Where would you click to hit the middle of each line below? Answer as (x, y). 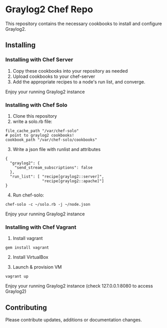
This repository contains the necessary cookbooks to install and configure (84, 24)
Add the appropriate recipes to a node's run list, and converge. (79, 82)
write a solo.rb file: (33, 121)
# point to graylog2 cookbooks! (40, 135)
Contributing (26, 307)
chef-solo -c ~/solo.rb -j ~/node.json (48, 204)
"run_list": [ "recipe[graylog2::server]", (57, 177)
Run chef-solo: (28, 195)
